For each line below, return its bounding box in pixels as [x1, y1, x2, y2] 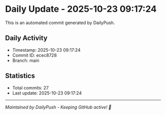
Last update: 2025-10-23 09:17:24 [12, 90, 82, 96]
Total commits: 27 [12, 85, 49, 90]
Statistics [5, 72, 36, 80]
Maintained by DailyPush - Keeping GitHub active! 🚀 [5, 104, 112, 110]
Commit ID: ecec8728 [12, 52, 57, 58]
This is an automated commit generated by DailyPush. [5, 20, 115, 26]
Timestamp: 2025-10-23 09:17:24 [12, 47, 81, 53]
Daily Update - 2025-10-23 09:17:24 [5, 3, 157, 15]
